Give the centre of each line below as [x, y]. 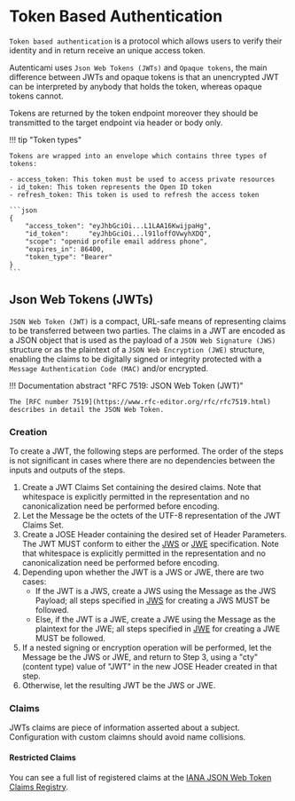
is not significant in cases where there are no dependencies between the [142, 461]
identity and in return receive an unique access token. [107, 50]
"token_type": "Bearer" [69, 257]
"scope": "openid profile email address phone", [116, 242]
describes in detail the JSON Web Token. [87, 409]
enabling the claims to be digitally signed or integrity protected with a [136, 359]
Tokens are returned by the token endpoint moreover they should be [134, 113]
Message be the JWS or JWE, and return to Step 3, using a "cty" [140, 657]
